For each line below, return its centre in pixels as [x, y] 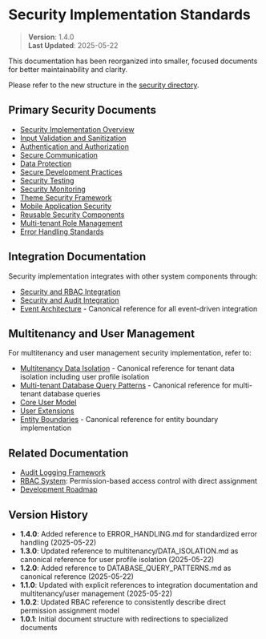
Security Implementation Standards [129, 15]
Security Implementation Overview [77, 129]
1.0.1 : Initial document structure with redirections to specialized [124, 619]
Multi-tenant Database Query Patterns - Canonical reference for [125, 385]
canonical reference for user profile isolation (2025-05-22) [117, 559]
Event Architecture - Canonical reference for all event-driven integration [139, 308]
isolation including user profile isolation [85, 377]
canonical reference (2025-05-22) [77, 577]
